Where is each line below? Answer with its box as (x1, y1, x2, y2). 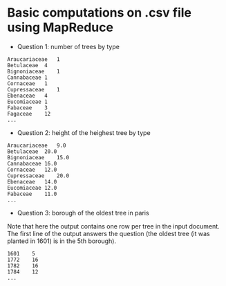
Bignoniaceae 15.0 (7, 154, 70, 161)
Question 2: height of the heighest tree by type (17, 128, 151, 136)
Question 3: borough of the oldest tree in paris (17, 208, 150, 217)
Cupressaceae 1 (7, 86, 60, 93)
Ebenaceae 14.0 (7, 178, 57, 185)
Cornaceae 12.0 (7, 166, 57, 173)
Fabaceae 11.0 (7, 190, 57, 197)
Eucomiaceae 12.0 (7, 184, 57, 191)
